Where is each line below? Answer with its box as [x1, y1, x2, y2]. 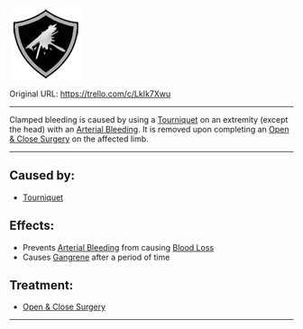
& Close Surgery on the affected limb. [9, 133, 149, 144]
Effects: [9, 218, 55, 233]
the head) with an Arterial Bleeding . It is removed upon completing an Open [9, 124, 289, 134]
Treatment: [9, 278, 74, 293]
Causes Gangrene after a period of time [22, 251, 170, 262]
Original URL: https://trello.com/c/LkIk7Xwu [9, 88, 171, 99]
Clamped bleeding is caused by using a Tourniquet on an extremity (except [9, 114, 289, 124]
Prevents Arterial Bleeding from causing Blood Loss [22, 242, 215, 252]
